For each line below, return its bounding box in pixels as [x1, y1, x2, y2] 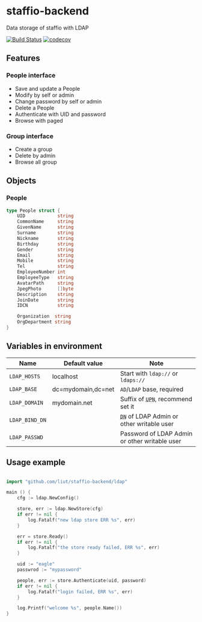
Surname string [17, 230, 74, 236]
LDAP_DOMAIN [9, 399, 44, 406]
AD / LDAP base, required [120, 385, 183, 393]
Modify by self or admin [14, 91, 74, 99]
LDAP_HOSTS [9, 373, 40, 380]
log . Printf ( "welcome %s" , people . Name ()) [17, 605, 122, 611]
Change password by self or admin [14, 97, 102, 105]
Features [6, 53, 40, 64]
